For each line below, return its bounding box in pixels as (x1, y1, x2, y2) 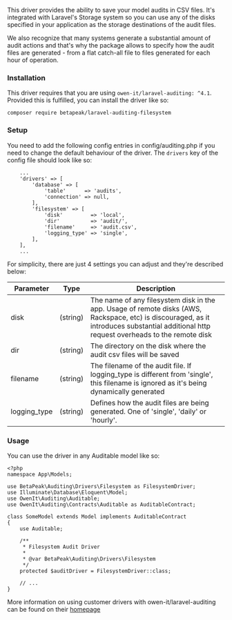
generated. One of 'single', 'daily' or (90, 407, 207, 416)
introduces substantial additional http (90, 321, 211, 331)
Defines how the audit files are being (90, 398, 209, 407)
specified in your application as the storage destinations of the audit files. (7, 21, 216, 28)
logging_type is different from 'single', (90, 369, 213, 379)
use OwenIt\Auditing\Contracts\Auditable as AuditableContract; (7, 501, 196, 508)
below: (7, 267, 26, 275)
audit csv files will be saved (90, 349, 180, 359)
